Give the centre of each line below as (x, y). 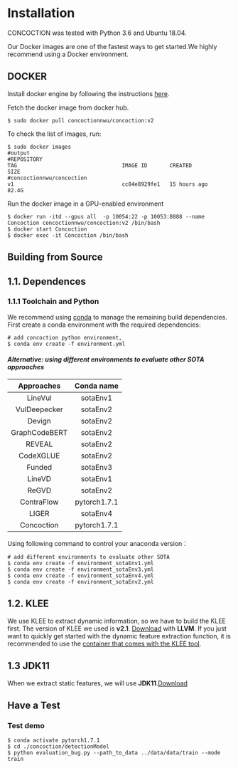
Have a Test (34, 706)
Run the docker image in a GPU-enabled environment (86, 204)
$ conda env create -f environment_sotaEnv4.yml (81, 576)
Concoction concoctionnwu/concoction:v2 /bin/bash (84, 223)
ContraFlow (39, 502)
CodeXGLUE (39, 456)
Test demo (26, 725)
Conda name (96, 386)
